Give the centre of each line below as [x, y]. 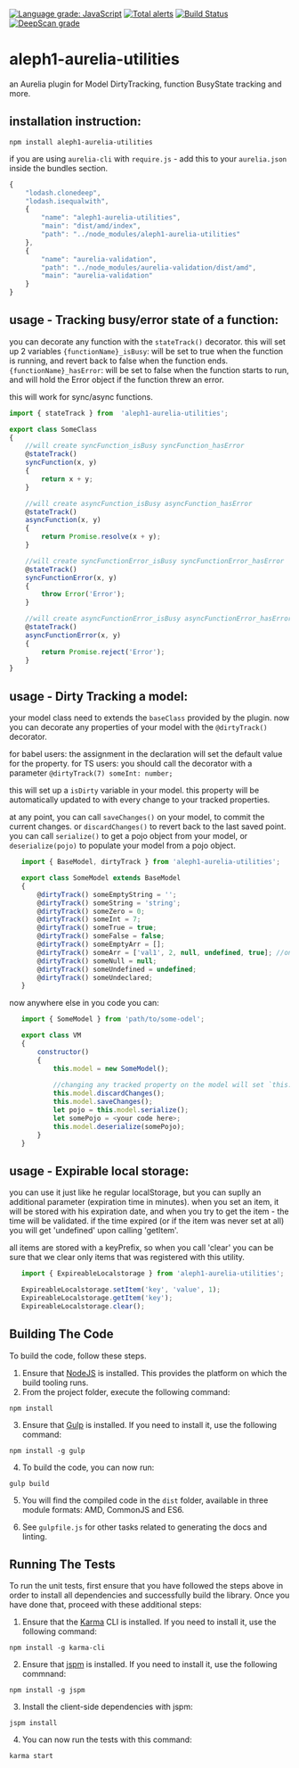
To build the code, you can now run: [88, 1467]
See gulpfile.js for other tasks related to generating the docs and [145, 1527]
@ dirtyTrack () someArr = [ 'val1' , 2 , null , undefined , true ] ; [155, 952]
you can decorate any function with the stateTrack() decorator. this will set [148, 341]
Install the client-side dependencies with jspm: [107, 1707]
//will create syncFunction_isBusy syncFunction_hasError [135, 446]
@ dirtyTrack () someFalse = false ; [101, 936]
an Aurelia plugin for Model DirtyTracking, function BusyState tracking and [145, 84]
